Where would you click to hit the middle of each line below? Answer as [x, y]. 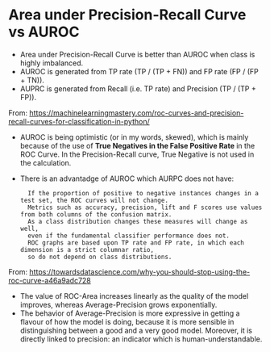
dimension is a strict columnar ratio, [87, 249]
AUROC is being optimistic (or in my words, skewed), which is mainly [134, 137]
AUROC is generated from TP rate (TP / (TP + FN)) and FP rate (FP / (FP [139, 71]
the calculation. [46, 162]
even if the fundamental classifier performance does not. [129, 236]
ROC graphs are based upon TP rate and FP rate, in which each [136, 243]
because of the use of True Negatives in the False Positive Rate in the [137, 145]
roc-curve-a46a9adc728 [50, 280]
